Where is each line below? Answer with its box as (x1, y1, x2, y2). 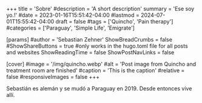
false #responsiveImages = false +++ (6, 73, 100, 80)
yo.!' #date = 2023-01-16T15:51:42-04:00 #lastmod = (6, 11, 140, 19)
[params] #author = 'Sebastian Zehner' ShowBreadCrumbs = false (6, 36, 173, 43)
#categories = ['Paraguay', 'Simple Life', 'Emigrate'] (6, 24, 135, 31)
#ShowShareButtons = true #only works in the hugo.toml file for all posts (6, 42, 188, 49)
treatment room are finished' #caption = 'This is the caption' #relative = (6, 67, 185, 74)
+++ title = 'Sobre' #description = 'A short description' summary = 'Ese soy (6, 5, 195, 12)
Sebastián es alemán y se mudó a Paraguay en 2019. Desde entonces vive (6, 85, 192, 92)
